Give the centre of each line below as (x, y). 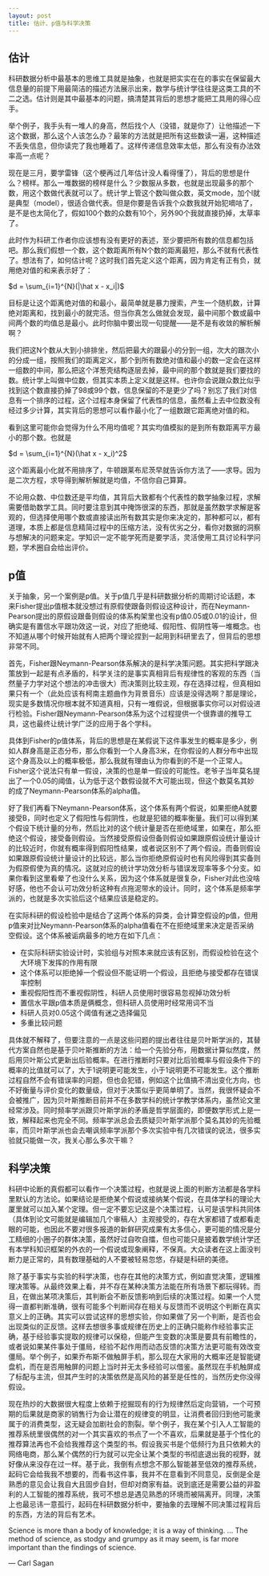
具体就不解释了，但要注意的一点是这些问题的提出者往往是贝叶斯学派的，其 (131, 1040)
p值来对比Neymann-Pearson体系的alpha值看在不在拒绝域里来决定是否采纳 (131, 925)
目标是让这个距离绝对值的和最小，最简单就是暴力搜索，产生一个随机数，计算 (134, 303)
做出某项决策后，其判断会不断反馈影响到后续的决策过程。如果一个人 (141, 1296)
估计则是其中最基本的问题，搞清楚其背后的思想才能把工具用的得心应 (148, 99)
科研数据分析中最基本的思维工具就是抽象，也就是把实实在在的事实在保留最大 (134, 79)
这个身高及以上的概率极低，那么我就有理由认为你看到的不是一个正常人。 (127, 761)
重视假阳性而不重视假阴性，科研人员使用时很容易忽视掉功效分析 (125, 993)
